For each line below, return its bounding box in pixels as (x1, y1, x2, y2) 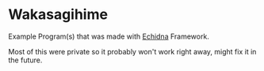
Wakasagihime (8, 6, 109, 24)
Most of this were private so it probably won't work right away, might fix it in (8, 47, 257, 56)
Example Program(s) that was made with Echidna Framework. (8, 32, 210, 41)
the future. (8, 55, 43, 65)
